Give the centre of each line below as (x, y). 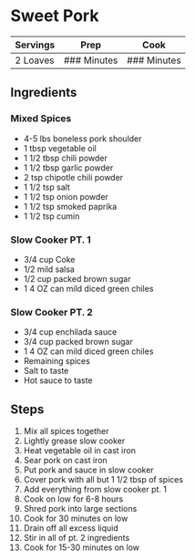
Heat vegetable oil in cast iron (79, 451)
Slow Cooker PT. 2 (52, 312)
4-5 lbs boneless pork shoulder (82, 139)
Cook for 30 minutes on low (76, 519)
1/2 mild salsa (49, 269)
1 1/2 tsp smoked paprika (70, 206)
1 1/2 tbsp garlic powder (68, 167)
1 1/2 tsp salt (47, 187)
